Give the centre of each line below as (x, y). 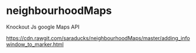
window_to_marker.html (35, 44)
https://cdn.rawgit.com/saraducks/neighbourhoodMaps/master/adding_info (98, 38)
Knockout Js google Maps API (43, 27)
